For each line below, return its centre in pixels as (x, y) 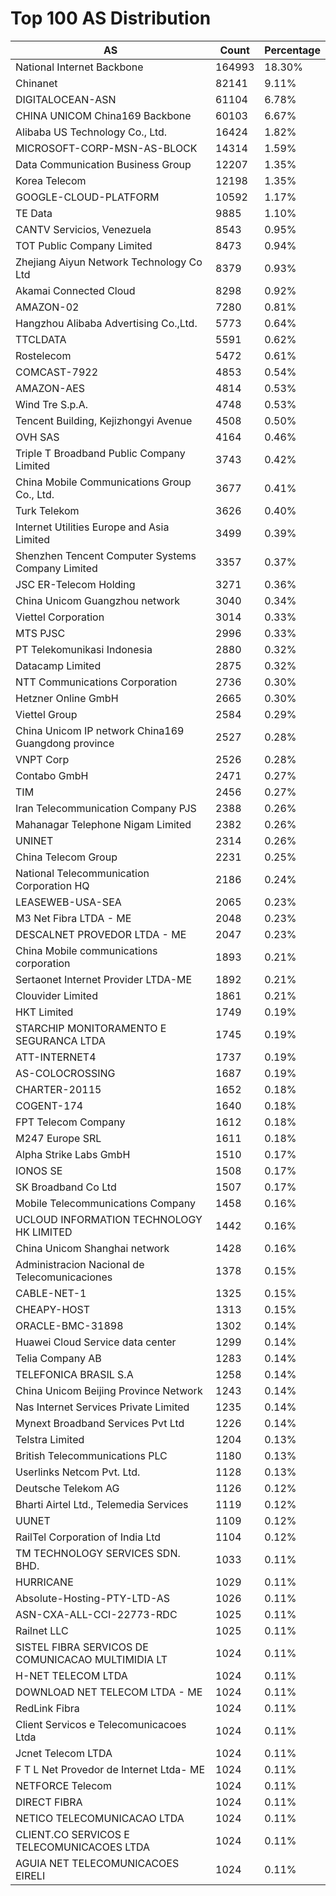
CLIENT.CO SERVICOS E (72, 1834)
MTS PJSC (40, 633)
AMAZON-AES (50, 388)
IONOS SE (39, 1170)
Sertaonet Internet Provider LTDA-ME (104, 979)
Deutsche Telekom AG (67, 1488)
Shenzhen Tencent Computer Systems (106, 555)
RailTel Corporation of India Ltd (88, 1537)
